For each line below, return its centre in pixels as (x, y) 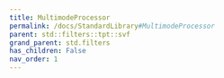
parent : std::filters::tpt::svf (70, 34)
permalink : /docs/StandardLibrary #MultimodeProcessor (112, 26)
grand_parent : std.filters (60, 43)
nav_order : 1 (34, 59)
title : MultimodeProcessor (60, 17)
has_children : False (48, 51)
